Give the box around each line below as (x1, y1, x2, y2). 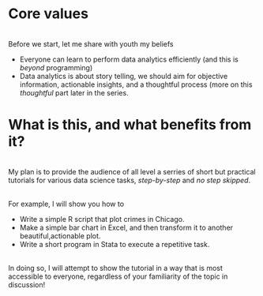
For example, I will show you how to (8, 199, 125, 208)
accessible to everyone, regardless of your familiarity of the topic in (8, 272, 228, 281)
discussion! (8, 279, 46, 289)
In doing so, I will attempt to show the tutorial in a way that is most (8, 263, 224, 272)
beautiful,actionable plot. (19, 230, 101, 241)
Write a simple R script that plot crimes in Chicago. (19, 214, 185, 223)
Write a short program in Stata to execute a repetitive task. (19, 239, 210, 249)
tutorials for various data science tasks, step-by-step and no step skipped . (8, 175, 251, 185)
